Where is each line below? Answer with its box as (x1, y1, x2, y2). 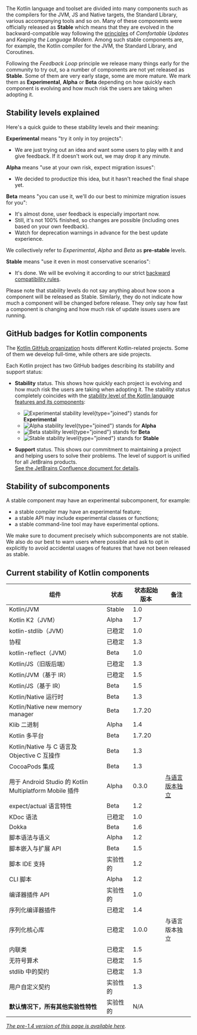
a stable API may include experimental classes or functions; (14, 515, 159, 522)
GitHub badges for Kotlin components (6, 329, 148, 339)
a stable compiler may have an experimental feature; (14, 508, 142, 515)
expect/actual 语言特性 (9, 802, 72, 811)
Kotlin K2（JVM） (9, 616, 59, 624)
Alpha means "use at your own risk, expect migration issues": (6, 164, 155, 171)
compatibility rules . (14, 275, 61, 282)
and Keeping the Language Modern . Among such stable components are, (6, 36, 184, 43)
